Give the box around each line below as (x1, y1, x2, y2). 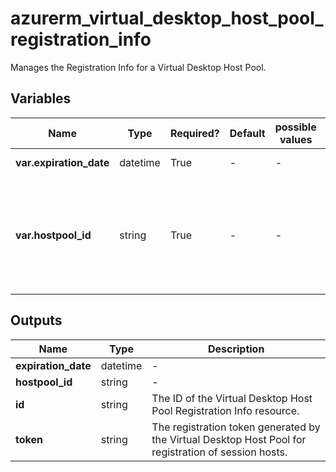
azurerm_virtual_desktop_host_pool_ (10, 7, 324, 30)
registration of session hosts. (151, 445, 288, 459)
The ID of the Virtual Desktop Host (151, 391, 313, 405)
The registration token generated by (151, 420, 321, 434)
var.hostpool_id (15, 228, 92, 242)
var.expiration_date (15, 155, 110, 169)
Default (229, 126, 266, 140)
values (279, 132, 313, 146)
